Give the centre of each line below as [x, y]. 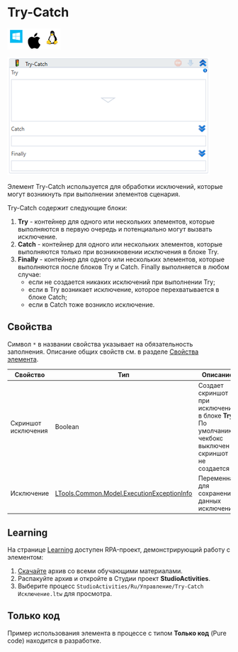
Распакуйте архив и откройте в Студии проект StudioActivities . [114, 579]
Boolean [67, 426]
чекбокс [211, 438]
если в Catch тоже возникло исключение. [91, 304]
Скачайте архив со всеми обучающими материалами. [100, 571]
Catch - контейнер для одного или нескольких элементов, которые [120, 244]
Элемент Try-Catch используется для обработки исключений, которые [115, 186]
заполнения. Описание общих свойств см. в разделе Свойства [103, 352]
